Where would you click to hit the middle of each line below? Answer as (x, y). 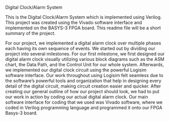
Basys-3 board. (22, 113)
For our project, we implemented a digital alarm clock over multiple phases (83, 43)
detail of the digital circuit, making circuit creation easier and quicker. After (83, 86)
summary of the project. (30, 33)
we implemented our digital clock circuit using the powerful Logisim (76, 70)
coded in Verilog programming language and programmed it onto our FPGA (84, 108)
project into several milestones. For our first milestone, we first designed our (85, 54)
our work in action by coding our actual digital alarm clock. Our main (77, 97)
